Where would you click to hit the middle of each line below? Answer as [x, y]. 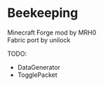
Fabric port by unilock [39, 39]
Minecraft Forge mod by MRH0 [52, 32]
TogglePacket [37, 75]
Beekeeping [43, 13]
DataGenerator [39, 67]
